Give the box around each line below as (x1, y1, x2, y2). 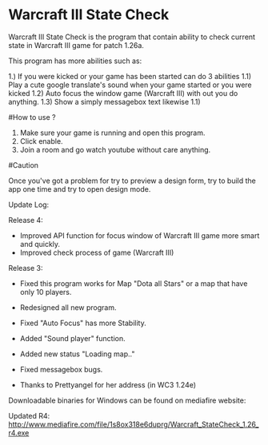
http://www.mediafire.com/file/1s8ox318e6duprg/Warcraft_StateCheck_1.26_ (8, 419, 259, 429)
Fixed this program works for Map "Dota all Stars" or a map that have (19, 278, 248, 288)
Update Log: (8, 200, 50, 209)
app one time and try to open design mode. (8, 184, 151, 193)
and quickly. (19, 239, 61, 248)
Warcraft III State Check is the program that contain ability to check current (8, 32, 256, 42)
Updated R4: (8, 411, 50, 420)
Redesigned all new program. (19, 302, 117, 312)
